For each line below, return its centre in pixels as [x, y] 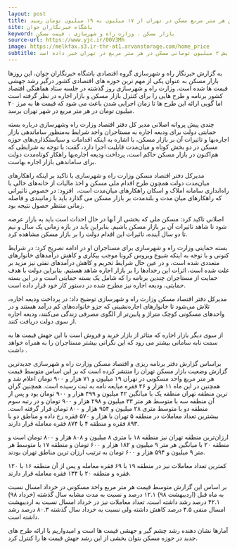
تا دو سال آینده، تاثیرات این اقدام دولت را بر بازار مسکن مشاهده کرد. [98, 234]
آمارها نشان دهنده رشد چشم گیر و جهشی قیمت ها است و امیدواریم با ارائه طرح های [118, 530]
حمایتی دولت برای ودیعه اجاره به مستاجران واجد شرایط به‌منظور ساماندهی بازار [112, 132]
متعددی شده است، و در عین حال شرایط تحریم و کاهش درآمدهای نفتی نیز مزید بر [114, 262]
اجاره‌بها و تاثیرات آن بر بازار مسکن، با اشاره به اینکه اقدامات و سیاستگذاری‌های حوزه [118, 139]
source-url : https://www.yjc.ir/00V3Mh [66, 40]
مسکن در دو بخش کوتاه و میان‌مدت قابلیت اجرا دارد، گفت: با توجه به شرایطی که [113, 147]
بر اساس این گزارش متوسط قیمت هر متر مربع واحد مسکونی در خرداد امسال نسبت [117, 486]
